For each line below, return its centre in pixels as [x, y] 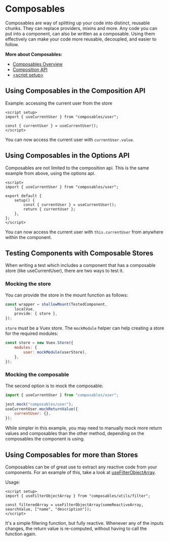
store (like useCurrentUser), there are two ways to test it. [65, 271]
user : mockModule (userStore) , [55, 352]
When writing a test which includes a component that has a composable [80, 265]
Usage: [13, 482]
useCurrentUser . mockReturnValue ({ [42, 409]
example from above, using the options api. [50, 173]
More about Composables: [34, 54]
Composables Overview [37, 64]
